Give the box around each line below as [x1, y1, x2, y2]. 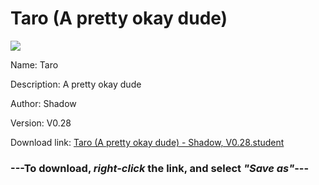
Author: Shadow [10, 97, 77, 109]
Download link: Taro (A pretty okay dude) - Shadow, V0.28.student [10, 136, 285, 148]
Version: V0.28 [10, 117, 72, 129]
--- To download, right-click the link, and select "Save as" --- [10, 161, 310, 175]
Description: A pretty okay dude [10, 78, 142, 90]
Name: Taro [10, 58, 59, 71]
